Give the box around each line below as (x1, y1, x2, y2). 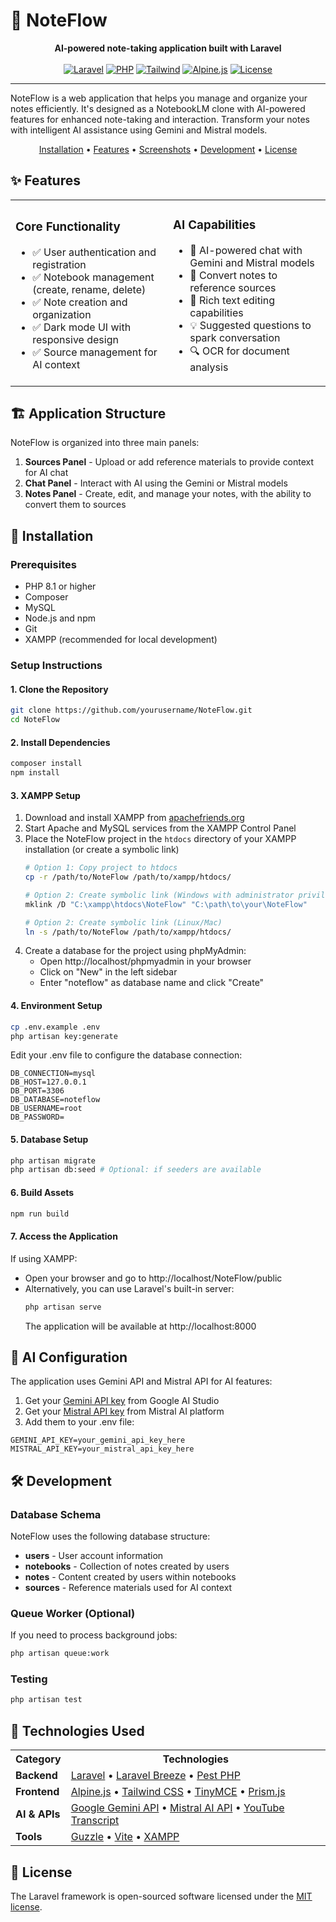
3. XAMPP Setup (10, 789, 81, 801)
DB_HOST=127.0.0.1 (10, 1077, 87, 1088)
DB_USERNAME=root (10, 1104, 83, 1114)
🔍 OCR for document (189, 344, 290, 358)
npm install (10, 768, 60, 778)
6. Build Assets (10, 1186, 75, 1198)
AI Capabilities (173, 217, 257, 233)
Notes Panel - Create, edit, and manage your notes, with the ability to (24, 488, 312, 500)
